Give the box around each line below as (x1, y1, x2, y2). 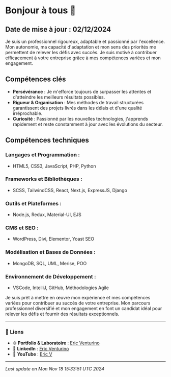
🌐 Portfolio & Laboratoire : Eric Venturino (12, 340, 100, 346)
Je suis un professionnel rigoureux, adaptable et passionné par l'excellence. (5, 38, 165, 44)
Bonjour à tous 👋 (5, 5, 76, 16)
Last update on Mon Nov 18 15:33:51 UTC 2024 (5, 366, 104, 372)
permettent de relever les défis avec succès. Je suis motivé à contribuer (5, 50, 157, 55)
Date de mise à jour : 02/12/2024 (5, 25, 111, 34)
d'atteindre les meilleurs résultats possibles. (12, 94, 105, 100)
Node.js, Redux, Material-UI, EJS (12, 211, 81, 218)
